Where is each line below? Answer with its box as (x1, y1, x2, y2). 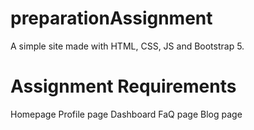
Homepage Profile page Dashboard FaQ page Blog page (10, 108, 243, 120)
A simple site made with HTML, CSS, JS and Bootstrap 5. (10, 40, 245, 52)
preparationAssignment (10, 7, 213, 30)
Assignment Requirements (10, 75, 237, 98)
